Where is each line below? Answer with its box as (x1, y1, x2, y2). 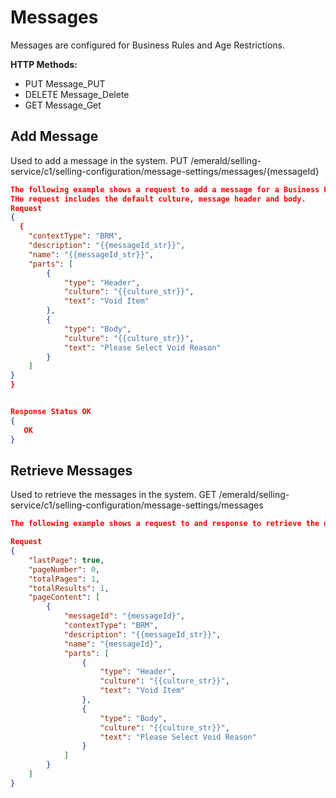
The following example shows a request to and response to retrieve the (10, 519, 320, 529)
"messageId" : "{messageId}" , (63, 611, 186, 621)
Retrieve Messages (10, 462, 133, 479)
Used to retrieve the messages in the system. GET (10, 489, 217, 501)
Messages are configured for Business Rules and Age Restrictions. (10, 39, 286, 51)
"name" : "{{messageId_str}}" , (28, 249, 155, 260)
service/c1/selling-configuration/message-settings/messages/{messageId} (10, 165, 320, 177)
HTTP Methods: (10, 58, 78, 70)
